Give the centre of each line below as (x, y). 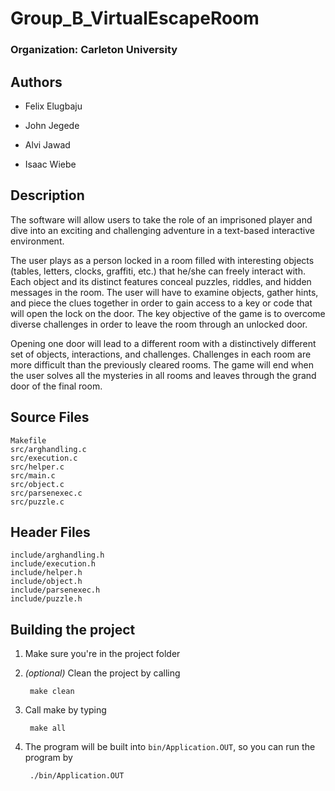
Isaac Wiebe (50, 164)
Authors (36, 82)
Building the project (73, 629)
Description (47, 195)
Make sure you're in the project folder (102, 654)
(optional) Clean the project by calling (102, 673)
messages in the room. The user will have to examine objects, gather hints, (164, 292)
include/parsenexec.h (55, 590)
